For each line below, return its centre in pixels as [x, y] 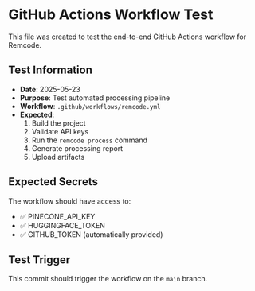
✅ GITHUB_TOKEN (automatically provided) [91, 234]
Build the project [59, 123]
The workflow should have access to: [70, 201]
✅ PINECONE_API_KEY [57, 216]
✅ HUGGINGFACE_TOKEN [63, 225]
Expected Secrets [53, 182]
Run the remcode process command [90, 140]
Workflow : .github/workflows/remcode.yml [90, 106]
